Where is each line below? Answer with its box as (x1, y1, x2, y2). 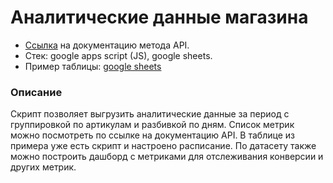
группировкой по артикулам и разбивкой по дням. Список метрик (10, 119, 295, 131)
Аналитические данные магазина (10, 6, 309, 29)
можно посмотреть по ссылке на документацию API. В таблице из (10, 129, 295, 141)
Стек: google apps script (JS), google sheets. (24, 49, 213, 61)
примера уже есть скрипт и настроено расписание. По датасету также (10, 140, 317, 152)
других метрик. (10, 161, 77, 173)
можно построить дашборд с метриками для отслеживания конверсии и (10, 151, 324, 163)
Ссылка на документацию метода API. (24, 39, 190, 51)
